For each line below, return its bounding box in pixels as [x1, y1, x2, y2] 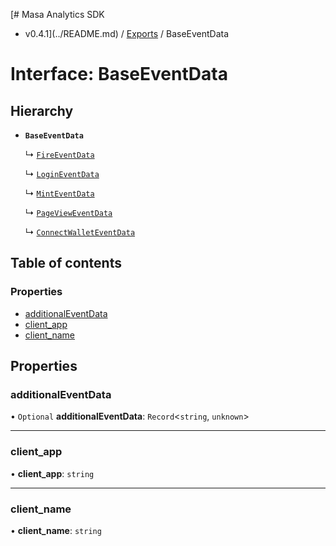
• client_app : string [10, 467, 95, 479]
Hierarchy [10, 102, 74, 119]
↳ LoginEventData [24, 168, 100, 179]
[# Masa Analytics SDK [10, 9, 105, 20]
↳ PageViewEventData [24, 207, 113, 218]
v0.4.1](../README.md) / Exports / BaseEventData [24, 28, 230, 39]
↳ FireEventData [24, 149, 95, 160]
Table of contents [10, 255, 122, 272]
